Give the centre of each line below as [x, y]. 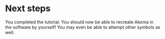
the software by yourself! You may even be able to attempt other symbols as [83, 27]
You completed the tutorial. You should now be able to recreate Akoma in [80, 22]
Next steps [28, 9]
